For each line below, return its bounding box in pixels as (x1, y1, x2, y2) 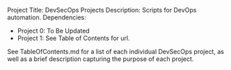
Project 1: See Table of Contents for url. (17, 34, 130, 42)
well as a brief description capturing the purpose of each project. (7, 55, 194, 63)
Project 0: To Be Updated (17, 27, 90, 35)
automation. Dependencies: (7, 13, 86, 21)
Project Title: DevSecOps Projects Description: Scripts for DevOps (7, 6, 197, 14)
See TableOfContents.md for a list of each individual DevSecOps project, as (7, 48, 225, 55)
